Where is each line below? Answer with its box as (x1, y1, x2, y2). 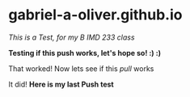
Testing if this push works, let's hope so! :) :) (8, 48, 162, 57)
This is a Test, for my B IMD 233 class (8, 32, 135, 42)
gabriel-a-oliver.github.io (8, 6, 183, 24)
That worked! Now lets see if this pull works (8, 63, 154, 74)
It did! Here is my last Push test (8, 79, 115, 89)
